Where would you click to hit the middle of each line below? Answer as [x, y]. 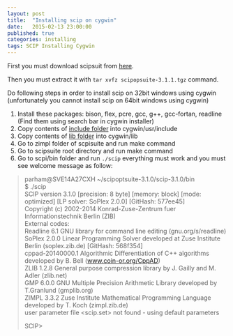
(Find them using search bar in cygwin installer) [86, 121]
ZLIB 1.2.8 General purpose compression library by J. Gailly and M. [120, 268]
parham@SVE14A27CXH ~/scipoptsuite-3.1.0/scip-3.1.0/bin [110, 179]
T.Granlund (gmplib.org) [59, 290]
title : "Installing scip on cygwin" [62, 20]
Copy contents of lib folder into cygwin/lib [77, 136]
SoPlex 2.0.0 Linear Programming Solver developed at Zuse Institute [122, 238]
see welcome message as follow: [65, 166]
